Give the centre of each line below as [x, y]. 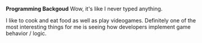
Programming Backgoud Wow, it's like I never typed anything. [84, 9]
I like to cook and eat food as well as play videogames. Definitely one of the [101, 20]
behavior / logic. [26, 33]
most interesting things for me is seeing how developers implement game [98, 27]
